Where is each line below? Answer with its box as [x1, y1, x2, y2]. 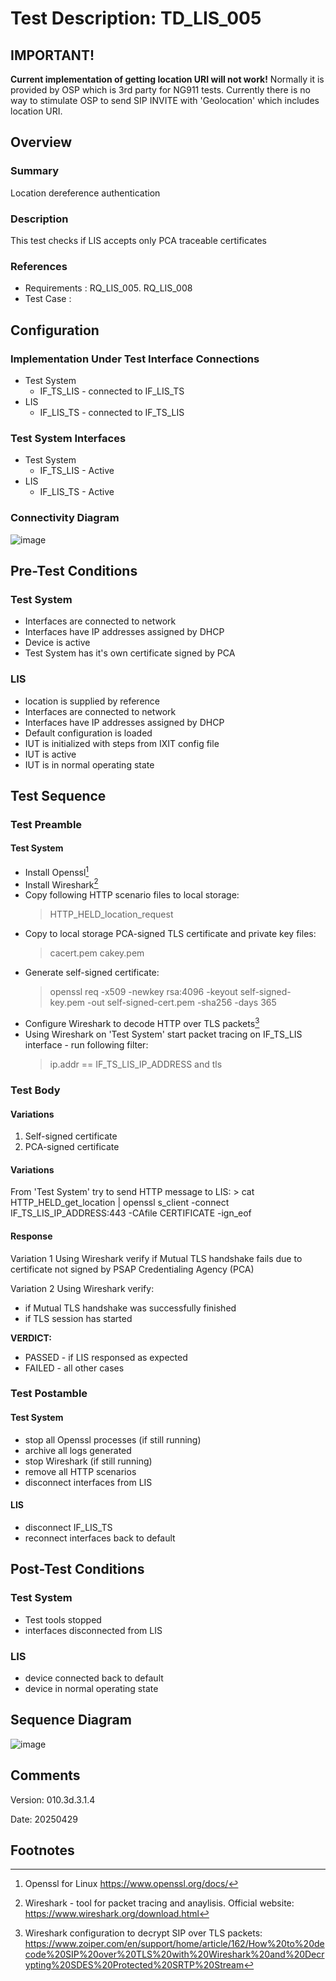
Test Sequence [10, 787, 107, 804]
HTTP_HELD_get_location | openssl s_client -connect [10, 1197, 230, 1209]
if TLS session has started [24, 1312, 133, 1324]
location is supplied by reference [24, 695, 161, 707]
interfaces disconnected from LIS [24, 1624, 163, 1636]
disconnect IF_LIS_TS [24, 1521, 113, 1533]
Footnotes [10, 1842, 75, 1859]
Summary [10, 164, 60, 178]
